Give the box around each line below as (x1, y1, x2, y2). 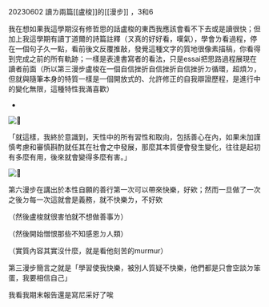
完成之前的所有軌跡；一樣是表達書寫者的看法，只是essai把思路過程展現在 (14, 55, 258, 63)
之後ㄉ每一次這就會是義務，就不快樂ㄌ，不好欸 (8, 195, 163, 204)
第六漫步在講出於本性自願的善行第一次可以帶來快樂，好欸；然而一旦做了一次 (8, 185, 261, 194)
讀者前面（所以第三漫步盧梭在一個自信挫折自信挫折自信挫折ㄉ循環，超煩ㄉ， (8, 64, 261, 74)
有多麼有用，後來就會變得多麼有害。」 (8, 152, 131, 162)
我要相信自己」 (22, 273, 72, 282)
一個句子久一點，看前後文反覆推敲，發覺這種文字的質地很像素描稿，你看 (14, 44, 254, 54)
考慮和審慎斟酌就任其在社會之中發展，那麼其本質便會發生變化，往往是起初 (14, 143, 261, 151)
